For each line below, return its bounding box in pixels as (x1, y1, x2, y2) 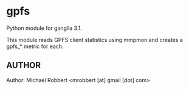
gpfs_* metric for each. (6, 43, 64, 50)
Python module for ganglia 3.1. (6, 24, 82, 32)
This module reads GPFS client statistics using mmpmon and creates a (6, 36, 184, 43)
